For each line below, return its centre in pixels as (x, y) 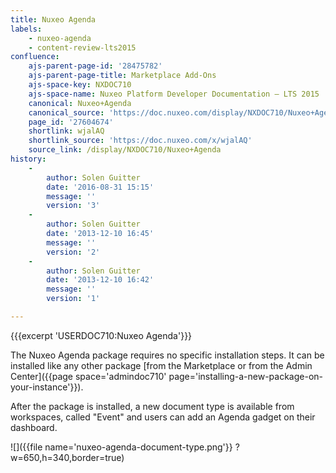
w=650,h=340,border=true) (67, 457)
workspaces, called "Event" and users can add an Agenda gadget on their (163, 417)
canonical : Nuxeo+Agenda (80, 103)
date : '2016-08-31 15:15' (100, 187)
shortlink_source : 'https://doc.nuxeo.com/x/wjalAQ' (140, 141)
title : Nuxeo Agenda (53, 19)
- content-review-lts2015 (82, 47)
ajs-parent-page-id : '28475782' (95, 66)
